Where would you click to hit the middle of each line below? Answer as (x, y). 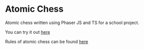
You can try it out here (28, 32)
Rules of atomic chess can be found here (47, 41)
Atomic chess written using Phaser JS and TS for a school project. (72, 23)
